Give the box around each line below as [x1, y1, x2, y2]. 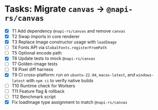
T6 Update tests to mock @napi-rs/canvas [11, 55, 96, 61]
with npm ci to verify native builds [26, 77, 94, 83]
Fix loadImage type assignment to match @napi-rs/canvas [11, 99, 128, 105]
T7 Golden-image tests [11, 61, 58, 67]
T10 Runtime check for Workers [11, 83, 75, 89]
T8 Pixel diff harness [11, 67, 54, 73]
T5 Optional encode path [11, 50, 62, 56]
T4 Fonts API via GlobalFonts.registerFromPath [11, 45, 107, 51]
